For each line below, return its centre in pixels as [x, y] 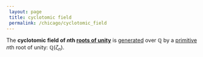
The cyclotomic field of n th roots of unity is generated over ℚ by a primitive [102, 40]
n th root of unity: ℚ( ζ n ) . [35, 48]
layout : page [25, 12]
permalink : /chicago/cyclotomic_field [58, 23]
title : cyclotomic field [40, 17]
